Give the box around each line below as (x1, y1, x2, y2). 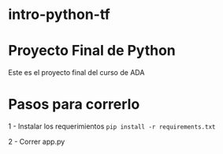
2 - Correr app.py (8, 137, 65, 147)
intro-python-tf (8, 6, 110, 24)
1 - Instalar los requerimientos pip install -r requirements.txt (8, 122, 216, 131)
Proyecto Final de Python (8, 42, 176, 60)
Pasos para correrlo (8, 96, 140, 114)
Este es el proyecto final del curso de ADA (8, 68, 145, 77)
